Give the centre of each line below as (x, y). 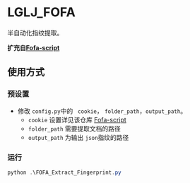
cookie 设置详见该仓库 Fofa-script (77, 119)
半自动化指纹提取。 (35, 33)
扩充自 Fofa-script (34, 47)
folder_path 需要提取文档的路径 (75, 129)
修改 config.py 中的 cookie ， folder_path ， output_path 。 (102, 111)
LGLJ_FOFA (41, 12)
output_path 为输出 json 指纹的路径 (78, 137)
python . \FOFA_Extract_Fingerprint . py (64, 172)
